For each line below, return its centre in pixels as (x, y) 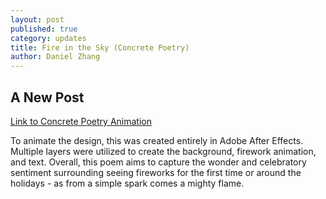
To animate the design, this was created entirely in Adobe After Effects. (157, 140)
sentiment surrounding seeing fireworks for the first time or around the (156, 172)
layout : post (37, 19)
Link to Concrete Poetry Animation (81, 121)
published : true (44, 29)
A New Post (47, 97)
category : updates (48, 38)
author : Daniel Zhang (55, 57)
